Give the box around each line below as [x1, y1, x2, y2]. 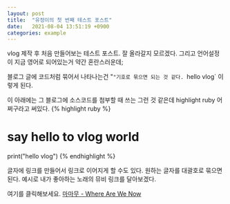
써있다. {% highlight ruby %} [30, 104, 111, 113]
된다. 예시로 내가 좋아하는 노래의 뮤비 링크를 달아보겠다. [7, 175, 157, 183]
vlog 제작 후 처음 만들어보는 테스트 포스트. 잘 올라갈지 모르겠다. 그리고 [7, 49, 196, 57]
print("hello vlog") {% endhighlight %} [7, 152, 116, 160]
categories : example [7, 29, 67, 37]
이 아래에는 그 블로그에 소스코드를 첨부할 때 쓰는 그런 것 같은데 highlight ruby [7, 96, 215, 104]
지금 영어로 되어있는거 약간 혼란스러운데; [14, 58, 124, 66]
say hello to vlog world [7, 129, 140, 145]
